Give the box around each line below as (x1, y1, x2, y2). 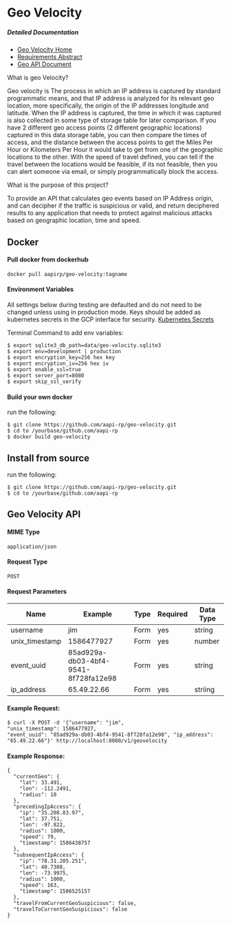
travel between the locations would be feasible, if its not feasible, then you (7, 160, 218, 168)
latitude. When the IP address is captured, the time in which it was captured (7, 109, 221, 117)
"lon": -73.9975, (19, 870, 69, 877)
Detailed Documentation (7, 28, 79, 36)
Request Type (7, 557, 48, 566)
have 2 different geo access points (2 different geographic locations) (7, 123, 202, 132)
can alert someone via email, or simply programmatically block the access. (7, 168, 219, 176)
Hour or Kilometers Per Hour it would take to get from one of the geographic (7, 146, 223, 154)
